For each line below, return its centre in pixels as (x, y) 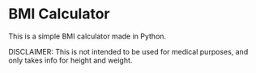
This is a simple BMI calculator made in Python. (87, 36)
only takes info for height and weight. (70, 60)
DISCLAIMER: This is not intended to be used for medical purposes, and (128, 51)
